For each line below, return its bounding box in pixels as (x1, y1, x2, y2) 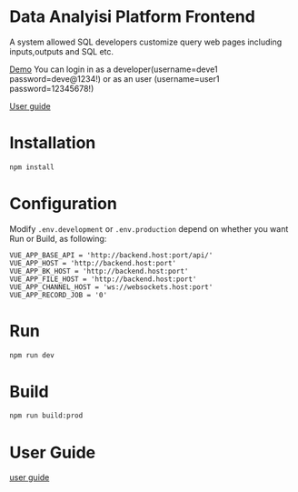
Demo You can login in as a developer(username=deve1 (9, 64, 218, 75)
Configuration (9, 193, 118, 214)
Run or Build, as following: (9, 233, 107, 244)
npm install (9, 162, 55, 172)
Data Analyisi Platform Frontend (9, 6, 256, 27)
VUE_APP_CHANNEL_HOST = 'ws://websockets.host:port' (9, 282, 214, 292)
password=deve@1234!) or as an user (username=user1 (9, 73, 220, 84)
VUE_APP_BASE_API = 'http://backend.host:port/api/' (9, 250, 214, 260)
